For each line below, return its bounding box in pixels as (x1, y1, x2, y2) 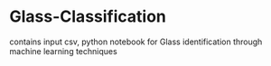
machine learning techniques (9, 45, 117, 56)
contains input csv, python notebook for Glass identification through (9, 36, 263, 47)
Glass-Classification (9, 6, 167, 27)
